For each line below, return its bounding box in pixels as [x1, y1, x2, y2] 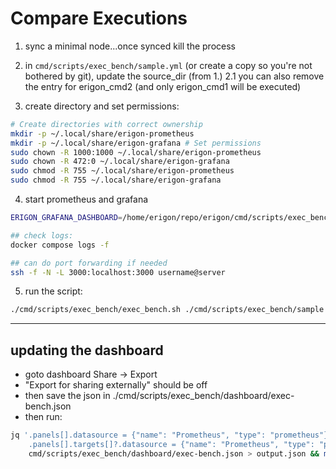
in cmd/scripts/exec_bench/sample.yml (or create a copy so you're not [24, 59, 313, 71]
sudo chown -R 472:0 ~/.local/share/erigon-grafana [10, 157, 230, 167]
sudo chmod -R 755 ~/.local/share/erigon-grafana [10, 175, 222, 186]
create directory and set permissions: [24, 100, 180, 112]
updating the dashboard [10, 342, 164, 359]
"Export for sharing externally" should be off [24, 379, 208, 391]
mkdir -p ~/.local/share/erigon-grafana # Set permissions [10, 138, 262, 148]
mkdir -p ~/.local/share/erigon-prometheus [10, 128, 195, 139]
